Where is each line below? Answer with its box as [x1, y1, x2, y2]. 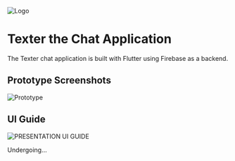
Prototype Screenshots [7, 74, 111, 87]
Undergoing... [7, 146, 47, 154]
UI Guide [7, 113, 46, 125]
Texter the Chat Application [7, 31, 172, 47]
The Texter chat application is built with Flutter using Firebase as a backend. [7, 54, 229, 62]
